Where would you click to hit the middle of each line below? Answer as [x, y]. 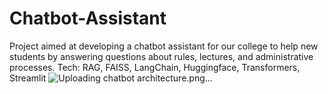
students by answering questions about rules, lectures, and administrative [161, 56]
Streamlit [28, 78]
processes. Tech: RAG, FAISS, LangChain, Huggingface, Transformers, [155, 67]
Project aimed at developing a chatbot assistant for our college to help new [164, 46]
